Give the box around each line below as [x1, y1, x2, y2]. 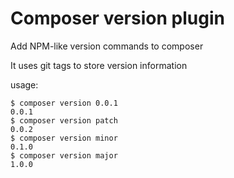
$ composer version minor [10, 133, 118, 143]
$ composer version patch [10, 115, 118, 126]
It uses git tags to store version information [10, 59, 188, 71]
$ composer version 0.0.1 [10, 98, 118, 108]
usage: [10, 78, 39, 91]
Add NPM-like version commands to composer [10, 40, 204, 52]
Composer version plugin [10, 7, 225, 30]
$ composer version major [10, 150, 118, 161]
